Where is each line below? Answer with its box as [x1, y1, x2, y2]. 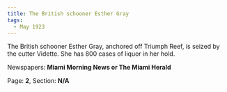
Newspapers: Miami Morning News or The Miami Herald [7, 63, 172, 72]
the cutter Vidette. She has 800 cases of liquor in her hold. [7, 49, 175, 58]
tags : [7, 17, 23, 24]
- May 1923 [13, 23, 45, 30]
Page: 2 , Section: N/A [7, 77, 70, 85]
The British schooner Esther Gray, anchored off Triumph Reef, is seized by [7, 43, 221, 51]
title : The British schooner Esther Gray [7, 10, 130, 17]
